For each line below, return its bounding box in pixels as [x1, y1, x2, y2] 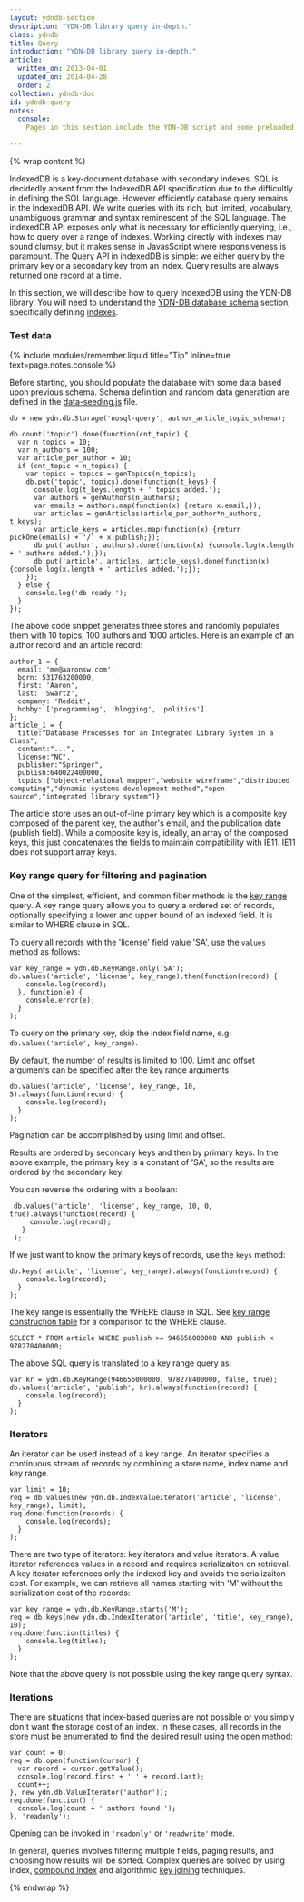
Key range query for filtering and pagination [9, 869, 207, 882]
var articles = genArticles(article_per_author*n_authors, [33, 509, 261, 518]
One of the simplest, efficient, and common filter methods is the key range [9, 890, 288, 901]
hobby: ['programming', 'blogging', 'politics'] [17, 705, 205, 714]
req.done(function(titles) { [9, 1628, 120, 1638]
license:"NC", [17, 752, 71, 762]
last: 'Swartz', [17, 689, 79, 699]
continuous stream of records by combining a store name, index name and [9, 1457, 289, 1468]
